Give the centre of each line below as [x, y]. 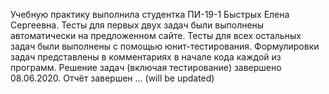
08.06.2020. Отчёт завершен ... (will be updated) [112, 78]
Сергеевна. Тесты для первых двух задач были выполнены [137, 25]
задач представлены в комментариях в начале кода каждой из [146, 57]
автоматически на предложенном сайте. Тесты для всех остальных [156, 35]
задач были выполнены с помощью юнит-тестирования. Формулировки [165, 46]
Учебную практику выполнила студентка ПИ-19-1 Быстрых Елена [150, 14]
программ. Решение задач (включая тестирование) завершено [146, 67]
